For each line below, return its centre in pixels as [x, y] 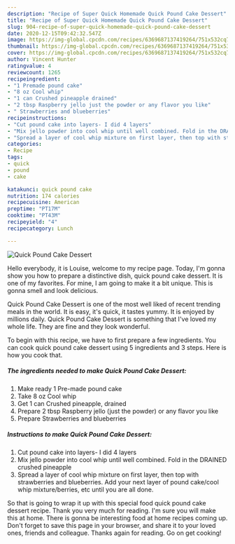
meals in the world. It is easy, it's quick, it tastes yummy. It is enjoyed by [111, 311]
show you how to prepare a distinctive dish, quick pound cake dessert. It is [115, 276]
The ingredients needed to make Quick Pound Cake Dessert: [97, 371]
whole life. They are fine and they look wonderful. [79, 326]
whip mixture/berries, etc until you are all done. [85, 489]
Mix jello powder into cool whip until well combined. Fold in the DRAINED [122, 459]
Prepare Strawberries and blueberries [72, 419]
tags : [15, 157]
